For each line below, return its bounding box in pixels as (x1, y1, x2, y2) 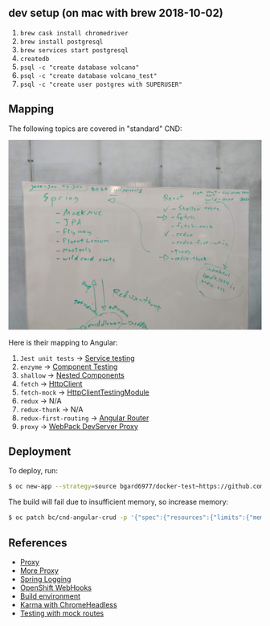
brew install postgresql (19, 38, 104, 46)
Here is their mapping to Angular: (8, 338, 118, 347)
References (8, 536, 67, 550)
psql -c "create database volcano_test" (19, 72, 157, 80)
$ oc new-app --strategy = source (8, 482, 117, 491)
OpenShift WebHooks (19, 583, 92, 592)
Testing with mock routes (19, 608, 104, 618)
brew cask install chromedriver (19, 29, 129, 37)
